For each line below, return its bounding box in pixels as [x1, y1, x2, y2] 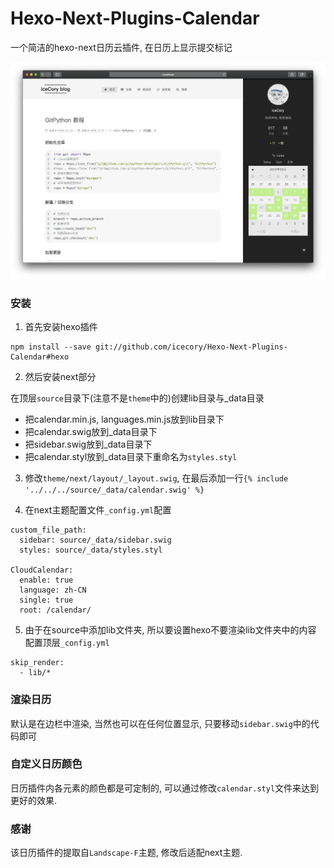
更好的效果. [10, 794, 58, 806]
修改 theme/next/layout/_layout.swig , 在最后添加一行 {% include [24, 472, 289, 484]
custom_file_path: [10, 525, 87, 536]
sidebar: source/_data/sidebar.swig [19, 535, 172, 546]
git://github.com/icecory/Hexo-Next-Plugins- [95, 342, 288, 352]
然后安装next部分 [24, 371, 97, 383]
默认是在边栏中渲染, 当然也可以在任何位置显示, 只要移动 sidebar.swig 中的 [10, 717, 311, 729]
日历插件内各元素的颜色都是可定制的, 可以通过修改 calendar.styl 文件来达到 [10, 782, 320, 794]
